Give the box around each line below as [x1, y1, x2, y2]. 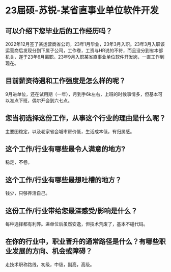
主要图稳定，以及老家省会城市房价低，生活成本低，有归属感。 [5, 128, 135, 134]
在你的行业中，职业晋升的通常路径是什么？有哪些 [5, 237, 159, 246]
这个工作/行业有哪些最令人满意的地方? [5, 145, 126, 154]
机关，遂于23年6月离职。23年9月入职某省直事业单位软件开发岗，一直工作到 [5, 54, 164, 60]
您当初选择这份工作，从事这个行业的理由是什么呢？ [5, 114, 166, 122]
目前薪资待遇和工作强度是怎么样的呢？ [5, 77, 126, 85]
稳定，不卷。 [5, 159, 32, 165]
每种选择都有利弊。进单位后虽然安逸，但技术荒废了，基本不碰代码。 [5, 221, 148, 227]
